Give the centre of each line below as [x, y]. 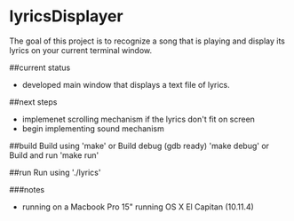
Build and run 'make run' [54, 155]
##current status [40, 67]
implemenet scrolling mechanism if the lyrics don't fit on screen [139, 119]
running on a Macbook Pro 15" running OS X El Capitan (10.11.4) [138, 207]
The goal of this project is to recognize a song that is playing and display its [147, 41]
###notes [27, 189]
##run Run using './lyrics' [55, 172]
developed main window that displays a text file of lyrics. [126, 84]
